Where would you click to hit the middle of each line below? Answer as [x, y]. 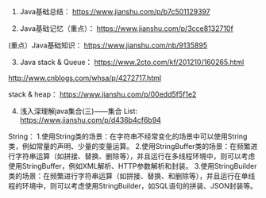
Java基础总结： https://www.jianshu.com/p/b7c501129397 [115, 11]
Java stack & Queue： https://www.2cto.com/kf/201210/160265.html [132, 62]
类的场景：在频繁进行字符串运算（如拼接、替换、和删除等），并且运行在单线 [132, 176]
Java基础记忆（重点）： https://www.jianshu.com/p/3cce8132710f [127, 29]
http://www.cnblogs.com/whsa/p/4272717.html [85, 78]
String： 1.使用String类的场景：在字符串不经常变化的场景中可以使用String [128, 136]
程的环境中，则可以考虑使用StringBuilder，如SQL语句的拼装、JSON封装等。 [133, 186]
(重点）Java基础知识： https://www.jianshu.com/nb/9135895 [108, 45]
